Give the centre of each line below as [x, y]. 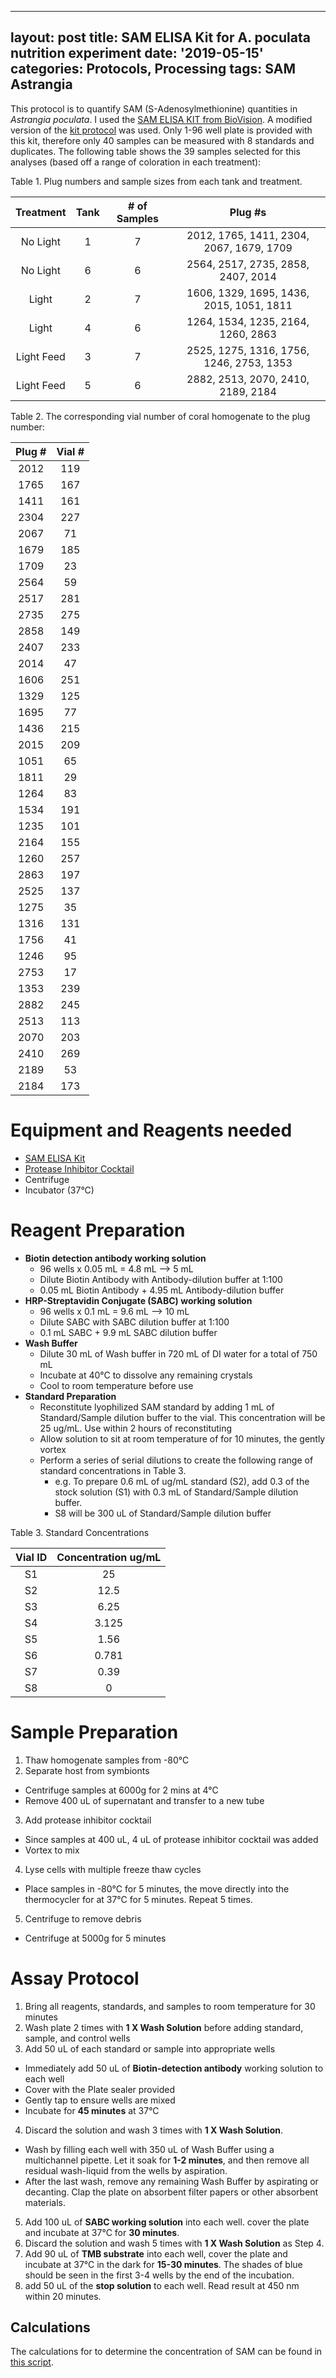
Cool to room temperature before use [116, 1385]
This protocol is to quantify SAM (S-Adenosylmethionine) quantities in [154, 108]
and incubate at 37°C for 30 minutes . [102, 2232]
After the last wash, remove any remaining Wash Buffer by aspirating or [171, 2181]
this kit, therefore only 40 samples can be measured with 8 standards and [162, 140]
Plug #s [248, 212]
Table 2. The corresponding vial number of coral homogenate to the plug [160, 416]
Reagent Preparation [98, 1230]
